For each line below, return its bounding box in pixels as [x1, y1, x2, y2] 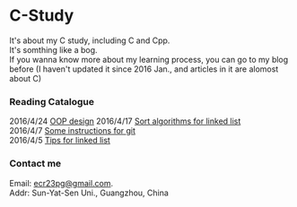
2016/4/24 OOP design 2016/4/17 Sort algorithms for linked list [9, 116, 241, 126]
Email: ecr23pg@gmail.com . [9, 177, 114, 188]
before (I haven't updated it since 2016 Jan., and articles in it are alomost [9, 64, 279, 74]
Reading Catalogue [9, 95, 94, 108]
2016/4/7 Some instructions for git [9, 125, 136, 136]
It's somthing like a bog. [9, 44, 98, 55]
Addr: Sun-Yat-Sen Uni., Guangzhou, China [9, 187, 169, 198]
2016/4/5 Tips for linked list [9, 135, 110, 146]
